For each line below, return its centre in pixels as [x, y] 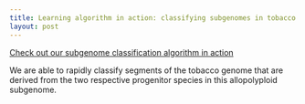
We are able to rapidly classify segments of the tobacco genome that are [147, 70]
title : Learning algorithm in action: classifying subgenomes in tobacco [153, 18]
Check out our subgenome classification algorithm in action [122, 52]
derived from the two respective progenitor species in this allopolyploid [144, 79]
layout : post [34, 26]
